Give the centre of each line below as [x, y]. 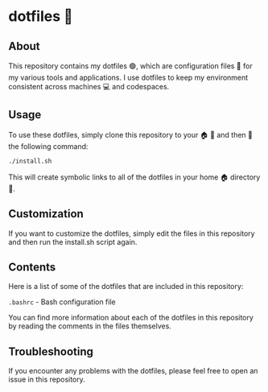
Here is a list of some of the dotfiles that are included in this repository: [126, 287]
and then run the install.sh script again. [73, 241]
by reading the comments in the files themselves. [90, 326]
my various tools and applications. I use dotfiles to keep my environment [128, 77]
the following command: [48, 146]
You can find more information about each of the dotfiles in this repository [131, 318]
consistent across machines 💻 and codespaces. [89, 87]
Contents [32, 267]
